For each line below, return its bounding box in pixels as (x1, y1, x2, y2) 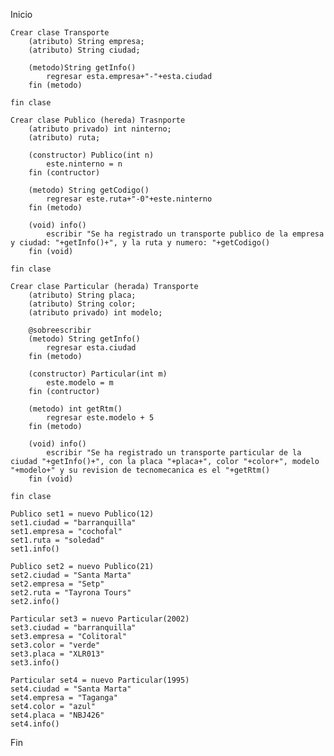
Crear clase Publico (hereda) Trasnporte (10, 115, 186, 125)
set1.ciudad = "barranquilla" (10, 518, 137, 528)
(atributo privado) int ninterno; (28, 124, 172, 134)
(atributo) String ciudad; (28, 45, 141, 55)
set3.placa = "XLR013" (10, 649, 105, 659)
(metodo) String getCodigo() (28, 185, 150, 195)
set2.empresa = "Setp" (10, 579, 105, 589)
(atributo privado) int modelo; (28, 308, 163, 318)
